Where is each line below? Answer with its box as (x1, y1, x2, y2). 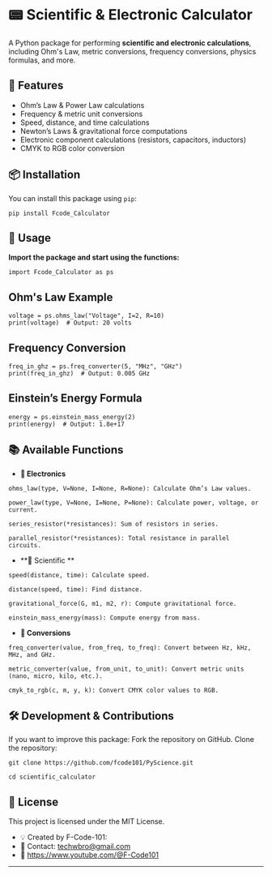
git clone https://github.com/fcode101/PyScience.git (8, 759, 194, 767)
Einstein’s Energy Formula (8, 392, 143, 405)
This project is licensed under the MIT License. (8, 817, 165, 826)
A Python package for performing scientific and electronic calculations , (8, 37, 252, 48)
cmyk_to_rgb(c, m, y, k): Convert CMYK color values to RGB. (8, 686, 219, 694)
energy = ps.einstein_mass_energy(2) (8, 413, 136, 421)
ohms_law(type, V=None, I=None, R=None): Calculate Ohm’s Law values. (8, 484, 252, 492)
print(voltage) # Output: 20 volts (8, 319, 132, 328)
